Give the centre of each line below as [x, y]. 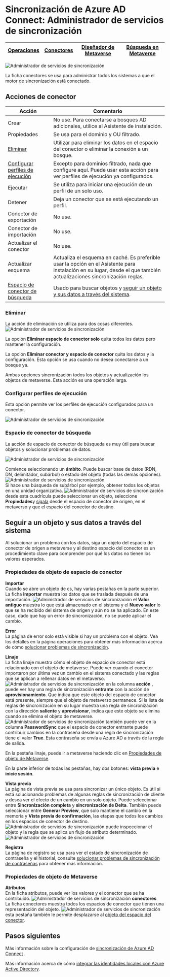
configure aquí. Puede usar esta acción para [105, 170]
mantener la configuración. [33, 344]
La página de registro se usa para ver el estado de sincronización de [77, 853]
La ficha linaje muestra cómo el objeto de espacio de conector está [75, 662]
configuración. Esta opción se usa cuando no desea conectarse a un [77, 360]
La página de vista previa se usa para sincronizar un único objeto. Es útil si [83, 789]
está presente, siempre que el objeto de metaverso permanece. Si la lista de [84, 700]
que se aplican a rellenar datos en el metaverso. [55, 678]
